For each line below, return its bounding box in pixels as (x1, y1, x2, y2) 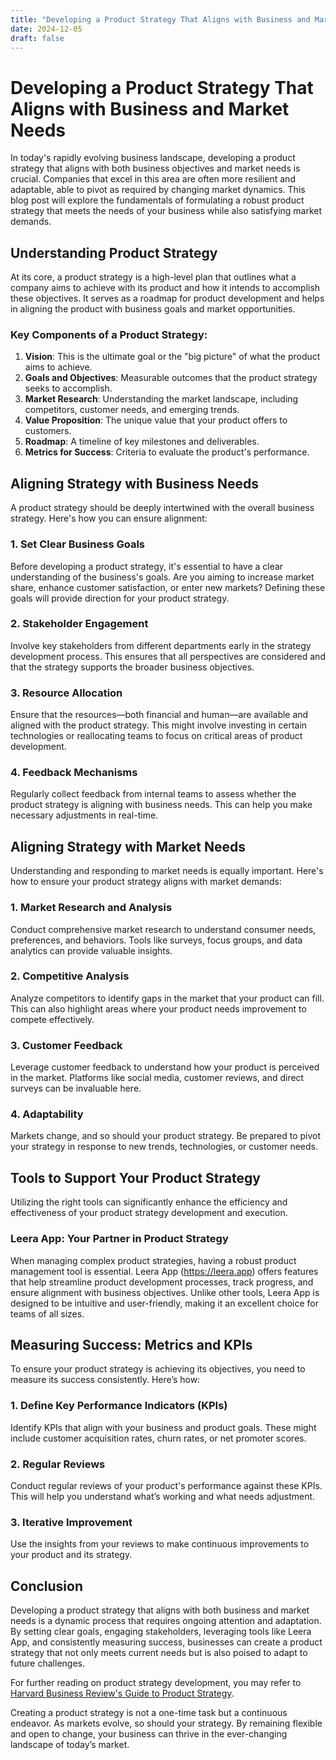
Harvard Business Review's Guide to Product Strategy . (10, 1687, 235, 1700)
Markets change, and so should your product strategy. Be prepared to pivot (10, 1130, 322, 1142)
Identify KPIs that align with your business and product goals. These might (10, 1421, 317, 1433)
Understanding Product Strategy (10, 244, 218, 261)
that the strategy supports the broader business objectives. (10, 661, 255, 673)
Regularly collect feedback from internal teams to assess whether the (10, 788, 297, 800)
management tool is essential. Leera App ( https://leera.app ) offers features (10, 1265, 319, 1277)
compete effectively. (10, 1013, 95, 1025)
